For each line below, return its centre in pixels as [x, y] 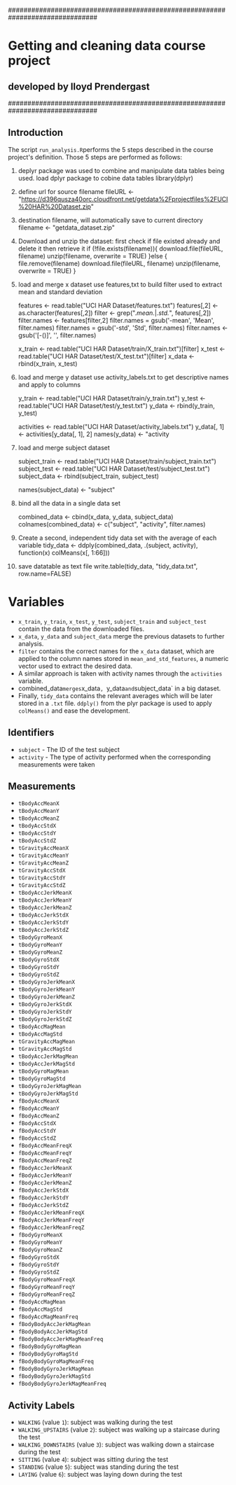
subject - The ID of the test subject [69, 749]
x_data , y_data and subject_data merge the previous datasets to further [121, 636]
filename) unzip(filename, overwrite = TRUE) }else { [92, 256]
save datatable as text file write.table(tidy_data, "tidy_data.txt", [108, 566]
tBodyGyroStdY [39, 968]
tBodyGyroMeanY [40, 945]
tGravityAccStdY [42, 878]
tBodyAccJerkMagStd [47, 1064]
